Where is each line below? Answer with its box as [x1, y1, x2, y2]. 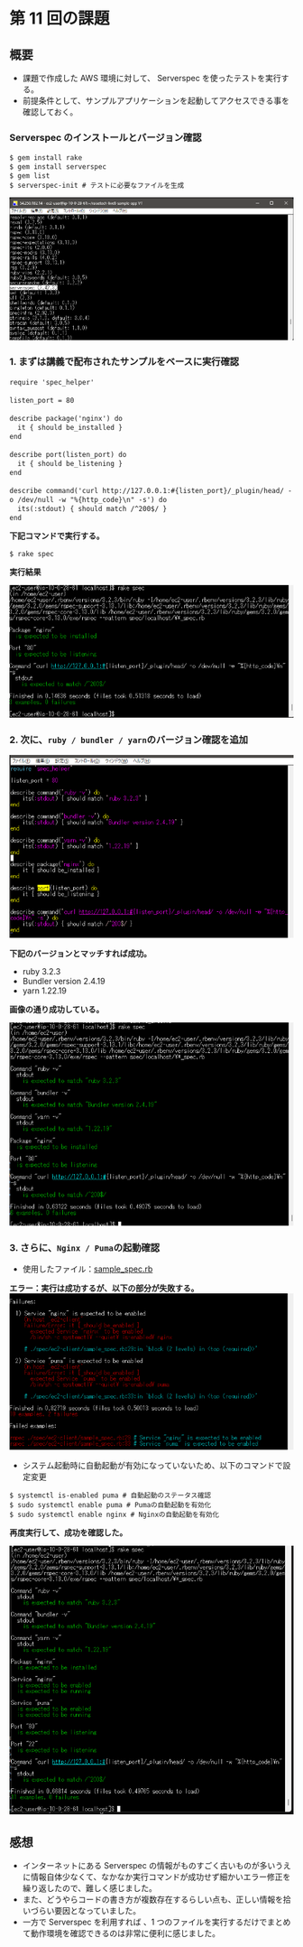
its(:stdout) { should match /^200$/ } [17, 504, 168, 513]
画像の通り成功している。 [9, 1004, 105, 1015]
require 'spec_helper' [9, 377, 95, 387]
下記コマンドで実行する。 [9, 530, 105, 541]
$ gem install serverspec [9, 163, 106, 172]
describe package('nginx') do [9, 414, 124, 423]
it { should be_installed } [17, 423, 124, 432]
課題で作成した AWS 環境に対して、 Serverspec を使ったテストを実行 [22, 73, 281, 83]
